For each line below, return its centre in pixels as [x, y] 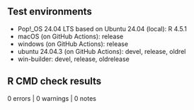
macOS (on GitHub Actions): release [70, 36]
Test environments [50, 12]
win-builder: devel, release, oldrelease [73, 59]
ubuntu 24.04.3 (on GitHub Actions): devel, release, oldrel [102, 51]
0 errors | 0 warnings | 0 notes [52, 98]
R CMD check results [55, 81]
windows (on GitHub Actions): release [73, 44]
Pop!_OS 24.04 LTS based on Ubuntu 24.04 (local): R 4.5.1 [102, 28]
